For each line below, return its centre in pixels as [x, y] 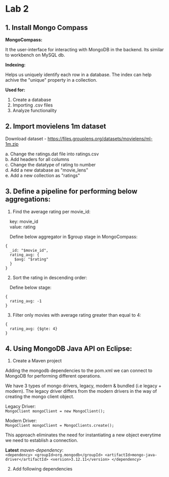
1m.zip [12, 144]
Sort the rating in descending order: [50, 278]
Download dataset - [26, 139]
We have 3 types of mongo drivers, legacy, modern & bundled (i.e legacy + [83, 386]
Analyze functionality [35, 110]
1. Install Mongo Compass [47, 28]
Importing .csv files [33, 105]
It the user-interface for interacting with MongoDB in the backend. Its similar [85, 49]
